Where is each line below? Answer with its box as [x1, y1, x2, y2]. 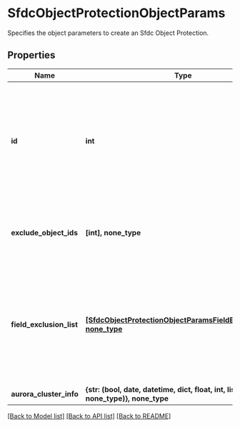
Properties [7, 49, 56, 61]
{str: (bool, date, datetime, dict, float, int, [85, 384, 226, 394]
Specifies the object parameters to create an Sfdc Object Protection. [7, 29, 209, 37]
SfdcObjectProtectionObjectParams [7, 5, 226, 21]
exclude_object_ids [11, 227, 79, 237]
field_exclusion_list [11, 319, 79, 329]
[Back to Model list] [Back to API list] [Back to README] [7, 411, 171, 420]
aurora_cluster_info [11, 389, 79, 398]
